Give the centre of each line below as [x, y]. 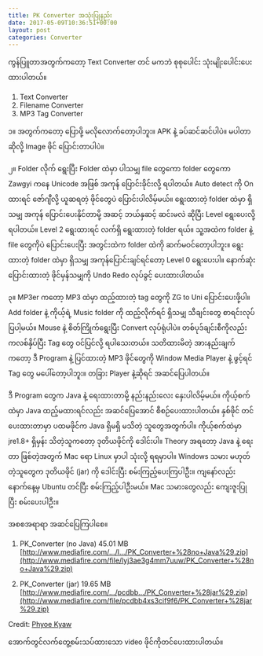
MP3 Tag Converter [51, 114]
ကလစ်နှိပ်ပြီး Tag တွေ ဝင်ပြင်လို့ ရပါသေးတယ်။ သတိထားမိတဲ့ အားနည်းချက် [122, 343]
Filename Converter [51, 105]
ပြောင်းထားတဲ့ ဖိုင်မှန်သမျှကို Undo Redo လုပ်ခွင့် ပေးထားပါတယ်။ [106, 275]
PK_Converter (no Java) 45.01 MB [74, 544]
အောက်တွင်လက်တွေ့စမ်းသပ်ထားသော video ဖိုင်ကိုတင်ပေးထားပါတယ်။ [116, 642]
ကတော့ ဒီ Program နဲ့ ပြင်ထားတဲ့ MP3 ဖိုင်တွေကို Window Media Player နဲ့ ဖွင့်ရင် [130, 358]
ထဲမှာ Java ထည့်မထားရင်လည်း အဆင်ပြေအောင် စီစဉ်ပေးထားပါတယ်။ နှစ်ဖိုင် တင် [131, 411]
